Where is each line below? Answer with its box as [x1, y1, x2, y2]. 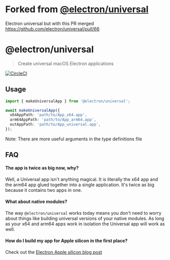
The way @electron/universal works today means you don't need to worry [5, 210, 161, 216]
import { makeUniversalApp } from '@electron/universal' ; [5, 98, 130, 104]
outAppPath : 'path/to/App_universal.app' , [10, 122, 101, 127]
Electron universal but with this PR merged [5, 20, 94, 26]
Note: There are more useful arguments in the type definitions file [5, 136, 142, 142]
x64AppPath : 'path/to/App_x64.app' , [10, 112, 87, 118]
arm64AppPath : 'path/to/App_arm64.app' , [10, 117, 96, 123]
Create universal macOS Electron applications [17, 60, 114, 67]
